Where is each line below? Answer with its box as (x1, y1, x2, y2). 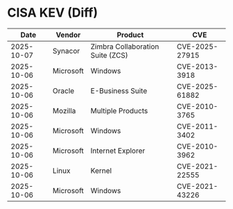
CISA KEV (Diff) (7, 5, 98, 21)
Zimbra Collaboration (90, 42, 159, 51)
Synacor (52, 46, 80, 56)
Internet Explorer (90, 146, 146, 156)
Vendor (55, 30, 81, 40)
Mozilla (52, 106, 76, 115)
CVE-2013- (176, 61, 218, 71)
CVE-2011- (176, 122, 218, 131)
